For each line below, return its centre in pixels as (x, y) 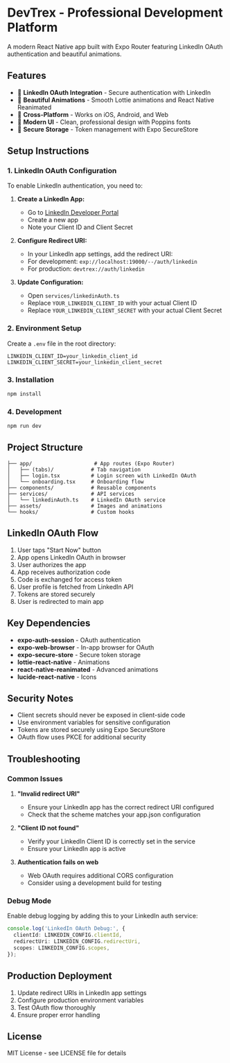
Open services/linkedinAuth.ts (73, 296)
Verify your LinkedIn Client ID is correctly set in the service (112, 841)
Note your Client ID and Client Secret (80, 227)
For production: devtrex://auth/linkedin (86, 269)
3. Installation (30, 379)
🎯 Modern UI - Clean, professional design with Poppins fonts (104, 122)
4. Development (35, 411)
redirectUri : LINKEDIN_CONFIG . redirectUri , (77, 942)
